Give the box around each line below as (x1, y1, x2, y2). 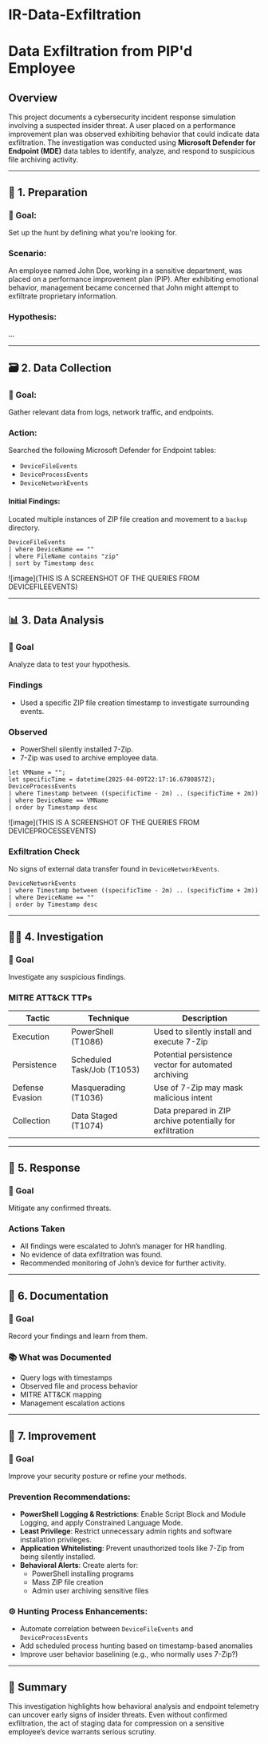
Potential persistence (153, 1049, 233, 1060)
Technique (87, 1012, 129, 1024)
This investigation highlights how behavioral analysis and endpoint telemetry (8, 1702, 259, 1711)
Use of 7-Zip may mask (153, 1082, 243, 1093)
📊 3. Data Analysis (8, 614, 104, 627)
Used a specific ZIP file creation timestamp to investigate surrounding (19, 698, 250, 708)
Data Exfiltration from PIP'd (8, 42, 193, 61)
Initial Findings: (8, 496, 61, 506)
